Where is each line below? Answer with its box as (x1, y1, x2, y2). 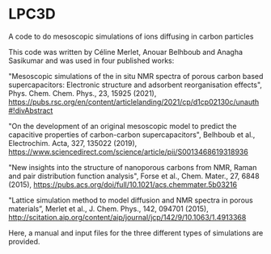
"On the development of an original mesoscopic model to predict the (8, 121, 237, 131)
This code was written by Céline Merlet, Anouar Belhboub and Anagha (8, 47, 243, 56)
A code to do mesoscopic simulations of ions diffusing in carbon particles (8, 31, 254, 41)
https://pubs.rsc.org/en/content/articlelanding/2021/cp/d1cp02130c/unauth (8, 97, 260, 106)
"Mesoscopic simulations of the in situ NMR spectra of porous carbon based (8, 71, 264, 81)
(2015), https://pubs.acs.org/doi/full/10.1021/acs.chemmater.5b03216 (8, 179, 237, 189)
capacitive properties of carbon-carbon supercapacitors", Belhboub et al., (8, 130, 256, 139)
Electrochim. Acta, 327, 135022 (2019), (8, 138, 138, 148)
